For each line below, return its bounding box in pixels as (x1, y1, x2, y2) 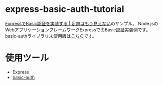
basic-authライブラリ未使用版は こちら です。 (5, 33, 97, 39)
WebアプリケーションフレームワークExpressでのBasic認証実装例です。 (5, 26, 151, 33)
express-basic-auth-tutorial (5, 3, 125, 15)
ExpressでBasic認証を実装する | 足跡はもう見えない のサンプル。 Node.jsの (5, 20, 159, 26)
